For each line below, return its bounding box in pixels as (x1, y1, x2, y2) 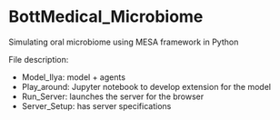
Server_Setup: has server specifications (21, 100, 172, 111)
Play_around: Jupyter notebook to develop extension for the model (21, 81, 272, 92)
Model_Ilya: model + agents (21, 71, 126, 83)
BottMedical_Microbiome (8, 6, 204, 27)
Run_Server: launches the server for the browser (21, 91, 205, 102)
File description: (8, 54, 69, 65)
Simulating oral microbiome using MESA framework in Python (8, 36, 239, 47)
